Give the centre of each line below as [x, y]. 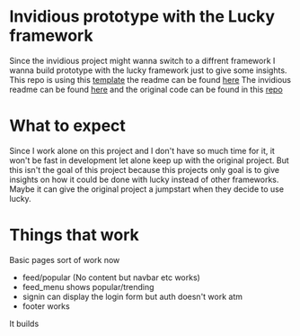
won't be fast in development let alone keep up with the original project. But [149, 160]
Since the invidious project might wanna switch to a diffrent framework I [142, 60]
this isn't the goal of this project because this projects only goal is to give [145, 169]
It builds [24, 323]
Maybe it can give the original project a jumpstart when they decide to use [147, 189]
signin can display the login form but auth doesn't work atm [132, 296]
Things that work [74, 235]
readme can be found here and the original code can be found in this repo [146, 89]
